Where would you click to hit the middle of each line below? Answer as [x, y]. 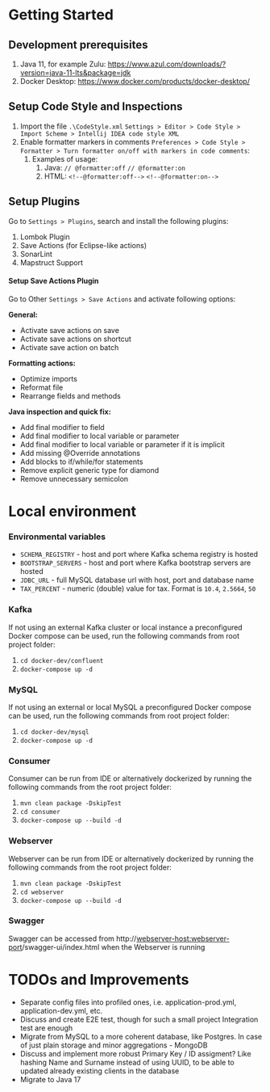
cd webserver [42, 892]
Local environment [73, 512]
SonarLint [36, 254]
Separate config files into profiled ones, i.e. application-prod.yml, [128, 1002]
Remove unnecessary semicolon [74, 479]
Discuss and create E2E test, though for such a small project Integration [139, 1019]
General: [23, 314]
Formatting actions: [42, 363]
